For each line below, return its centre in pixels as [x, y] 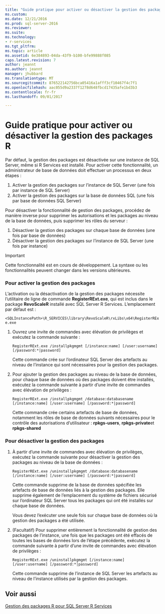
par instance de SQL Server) [41, 191]
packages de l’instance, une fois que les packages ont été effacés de [82, 535]
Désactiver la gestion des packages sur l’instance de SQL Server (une [83, 241]
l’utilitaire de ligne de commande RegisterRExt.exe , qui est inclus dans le [79, 299]
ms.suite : [15, 32]
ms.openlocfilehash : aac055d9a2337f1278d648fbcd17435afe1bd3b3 [71, 87]
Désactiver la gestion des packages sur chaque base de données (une [84, 230]
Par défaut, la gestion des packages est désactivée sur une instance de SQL [82, 160]
